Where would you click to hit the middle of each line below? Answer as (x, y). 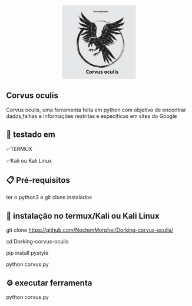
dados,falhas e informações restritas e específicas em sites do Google (92, 116)
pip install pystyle (27, 253)
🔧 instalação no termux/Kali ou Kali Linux (83, 215)
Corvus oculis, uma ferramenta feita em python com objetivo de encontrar (96, 110)
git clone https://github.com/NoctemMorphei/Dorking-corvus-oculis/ (90, 230)
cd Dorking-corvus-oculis (37, 242)
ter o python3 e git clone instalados (49, 198)
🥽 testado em (31, 135)
